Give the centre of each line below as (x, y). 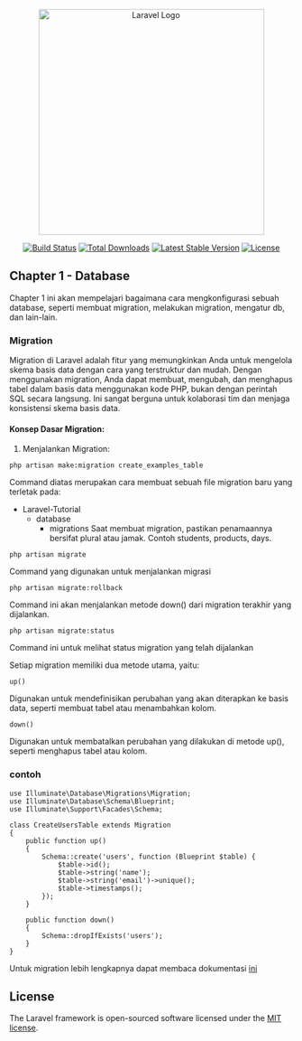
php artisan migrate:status (62, 631)
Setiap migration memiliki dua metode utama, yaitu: (105, 665)
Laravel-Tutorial (51, 510)
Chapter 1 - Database (70, 276)
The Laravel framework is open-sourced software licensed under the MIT (146, 1018)
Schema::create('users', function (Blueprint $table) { (149, 857)
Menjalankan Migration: (66, 449)
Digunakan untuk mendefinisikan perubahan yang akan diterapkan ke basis (149, 699)
